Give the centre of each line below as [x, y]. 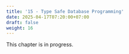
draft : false [22, 22]
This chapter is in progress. [40, 45]
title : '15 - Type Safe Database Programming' [65, 11]
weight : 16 [20, 28]
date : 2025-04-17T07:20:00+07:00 [48, 17]
